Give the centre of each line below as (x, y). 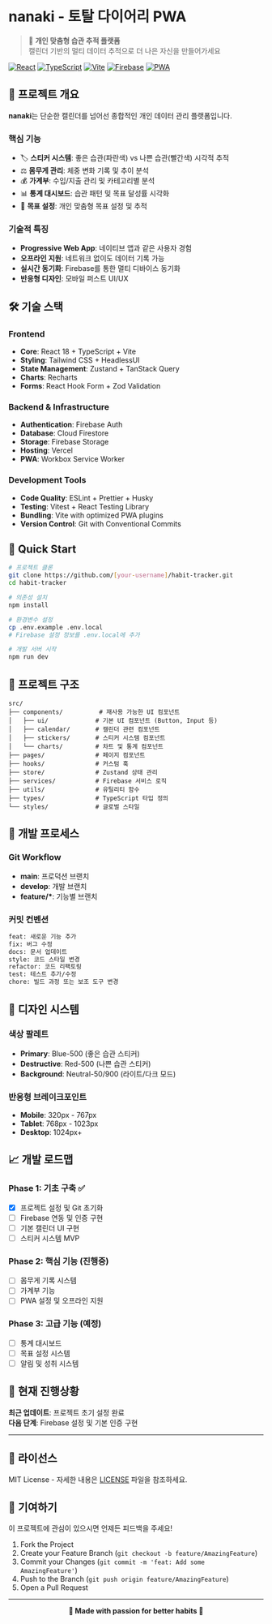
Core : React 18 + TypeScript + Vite (78, 352)
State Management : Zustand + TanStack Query (100, 369)
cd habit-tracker (38, 583)
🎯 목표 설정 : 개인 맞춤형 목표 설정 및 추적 (83, 206)
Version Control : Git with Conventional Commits (101, 523)
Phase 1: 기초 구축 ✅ (47, 1188)
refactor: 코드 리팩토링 (45, 967)
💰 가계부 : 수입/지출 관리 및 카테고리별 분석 (87, 181)
